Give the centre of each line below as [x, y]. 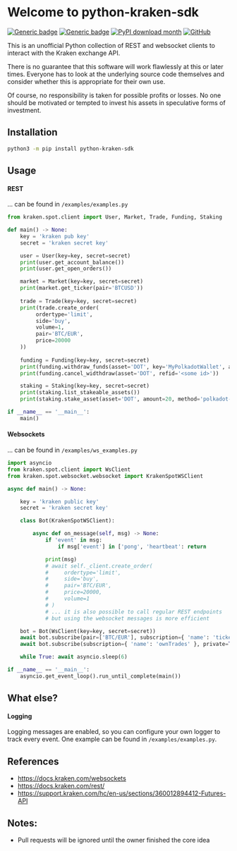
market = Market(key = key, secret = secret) [81, 282]
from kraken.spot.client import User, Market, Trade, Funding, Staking [115, 217]
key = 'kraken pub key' [55, 236]
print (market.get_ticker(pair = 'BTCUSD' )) [81, 288]
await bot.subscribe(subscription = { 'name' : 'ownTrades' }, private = [124, 644]
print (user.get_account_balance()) [72, 262]
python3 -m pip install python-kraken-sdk [71, 149]
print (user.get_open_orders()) [66, 269]
